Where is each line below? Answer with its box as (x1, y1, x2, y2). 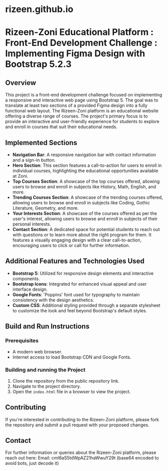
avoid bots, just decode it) (5, 460, 59, 466)
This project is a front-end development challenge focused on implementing (5, 92, 162, 98)
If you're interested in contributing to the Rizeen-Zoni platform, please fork (5, 416, 159, 422)
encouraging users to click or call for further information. (12, 243, 130, 248)
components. (12, 275, 40, 282)
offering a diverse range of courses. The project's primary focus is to (5, 113, 148, 119)
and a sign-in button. (12, 157, 56, 163)
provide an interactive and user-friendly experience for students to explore (5, 119, 159, 125)
